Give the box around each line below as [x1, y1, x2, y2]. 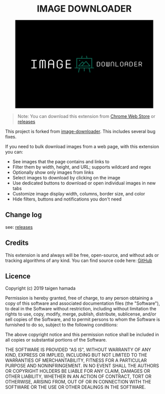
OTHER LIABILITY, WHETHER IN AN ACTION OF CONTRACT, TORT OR [5, 373, 151, 379]
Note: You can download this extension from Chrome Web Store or [17, 113, 155, 119]
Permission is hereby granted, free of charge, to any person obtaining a [5, 295, 153, 301]
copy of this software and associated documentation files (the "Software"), [5, 300, 160, 306]
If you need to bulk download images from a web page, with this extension [5, 143, 159, 149]
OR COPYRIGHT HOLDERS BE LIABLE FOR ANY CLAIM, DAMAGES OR [5, 368, 150, 374]
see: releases [5, 224, 33, 230]
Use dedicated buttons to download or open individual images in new [12, 180, 156, 186]
